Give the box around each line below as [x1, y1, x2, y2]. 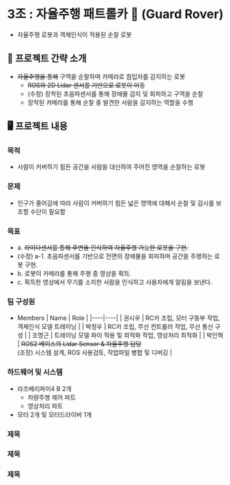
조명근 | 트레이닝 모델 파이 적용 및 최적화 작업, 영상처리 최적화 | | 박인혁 [32, 331, 224, 339]
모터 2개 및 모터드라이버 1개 [17, 410, 92, 419]
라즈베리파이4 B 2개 [17, 384, 72, 392]
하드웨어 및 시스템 [7, 368, 64, 377]
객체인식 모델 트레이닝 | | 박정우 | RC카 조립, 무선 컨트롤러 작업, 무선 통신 [17, 323, 213, 331]
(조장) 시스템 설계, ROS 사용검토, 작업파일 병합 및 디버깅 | [17, 348, 173, 356]
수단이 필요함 [30, 207, 66, 216]
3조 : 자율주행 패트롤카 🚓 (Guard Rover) [7, 6, 224, 22]
